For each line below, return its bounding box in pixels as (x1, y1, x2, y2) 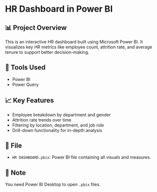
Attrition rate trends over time (12, 117, 72, 123)
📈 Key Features (5, 96, 54, 105)
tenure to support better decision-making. (5, 49, 89, 55)
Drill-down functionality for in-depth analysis (12, 127, 102, 133)
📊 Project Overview (5, 23, 67, 32)
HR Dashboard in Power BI (5, 3, 113, 15)
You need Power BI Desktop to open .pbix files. (5, 182, 101, 188)
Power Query (12, 82, 39, 87)
